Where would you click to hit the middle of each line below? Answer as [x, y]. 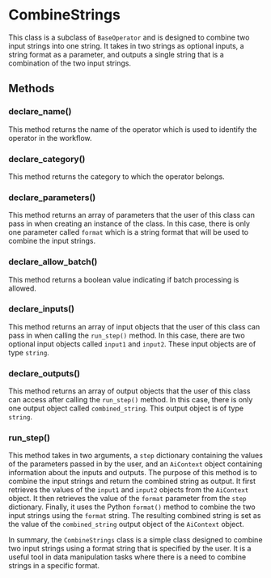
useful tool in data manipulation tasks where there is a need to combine [127, 557]
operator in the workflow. [50, 138]
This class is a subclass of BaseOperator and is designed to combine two [129, 37]
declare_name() [40, 112]
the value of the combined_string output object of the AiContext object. [126, 525]
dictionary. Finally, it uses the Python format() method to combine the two [132, 507]
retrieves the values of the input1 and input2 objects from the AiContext [129, 490]
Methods [32, 89]
